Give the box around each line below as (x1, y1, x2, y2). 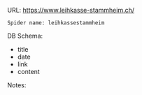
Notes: (7, 81, 27, 89)
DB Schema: (7, 31, 43, 40)
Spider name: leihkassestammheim (7, 20, 105, 27)
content (17, 68, 40, 75)
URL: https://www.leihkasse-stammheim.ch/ (7, 6, 135, 14)
